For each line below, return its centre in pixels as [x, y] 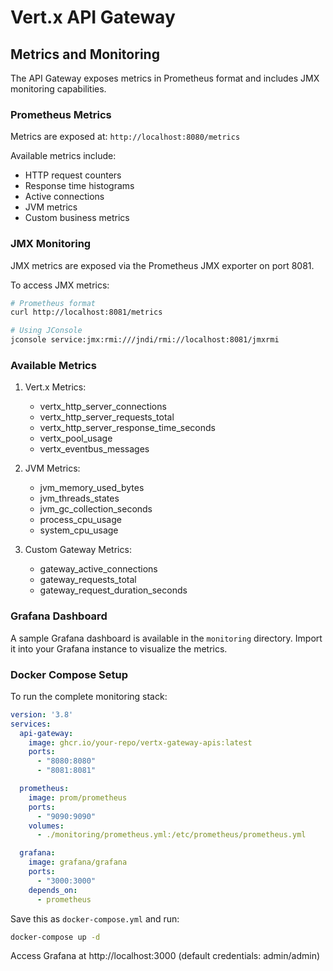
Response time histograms [79, 186]
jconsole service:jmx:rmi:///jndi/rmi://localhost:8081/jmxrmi [145, 340]
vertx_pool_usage [76, 438]
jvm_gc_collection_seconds [96, 509]
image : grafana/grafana [78, 862]
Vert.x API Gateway [93, 17]
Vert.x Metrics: [55, 387]
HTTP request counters [73, 175]
